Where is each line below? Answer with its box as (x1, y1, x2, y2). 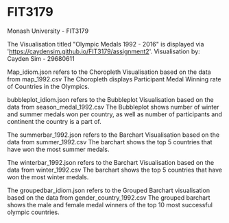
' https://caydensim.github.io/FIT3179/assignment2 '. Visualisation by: (7, 47, 200, 55)
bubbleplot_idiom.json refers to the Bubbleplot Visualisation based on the (7, 95, 214, 103)
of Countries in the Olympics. (7, 82, 90, 90)
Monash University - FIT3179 (7, 27, 89, 35)
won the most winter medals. (7, 172, 89, 181)
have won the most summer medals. (7, 145, 110, 153)
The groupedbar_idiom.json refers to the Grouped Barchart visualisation (7, 186, 210, 194)
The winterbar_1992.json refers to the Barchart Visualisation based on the (7, 158, 215, 166)
